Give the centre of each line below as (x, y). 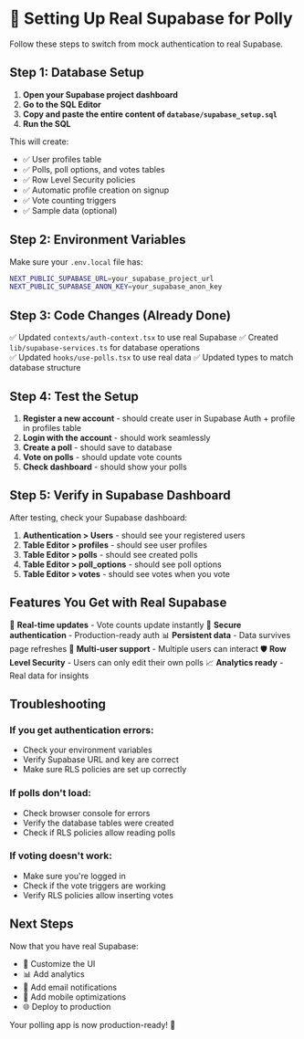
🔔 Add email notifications (69, 987)
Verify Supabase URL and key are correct (101, 760)
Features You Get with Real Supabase (118, 603)
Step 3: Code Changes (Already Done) (120, 315)
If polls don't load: (50, 793)
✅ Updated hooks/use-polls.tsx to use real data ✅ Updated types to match (152, 357)
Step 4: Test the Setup (74, 396)
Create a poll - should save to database (97, 447)
